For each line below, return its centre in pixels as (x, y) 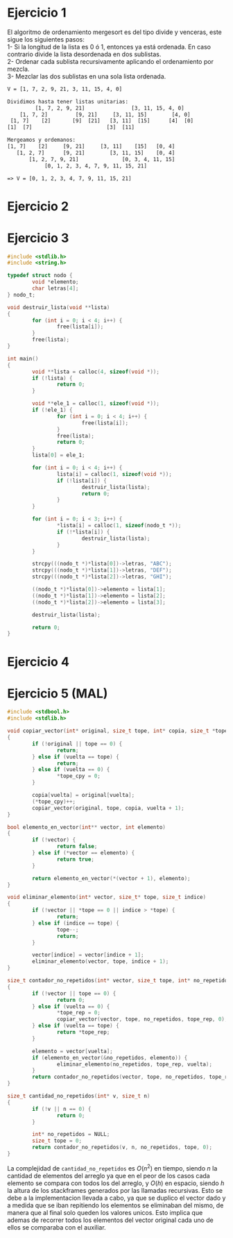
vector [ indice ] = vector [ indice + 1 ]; (88, 955)
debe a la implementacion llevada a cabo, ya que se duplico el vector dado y (116, 1198)
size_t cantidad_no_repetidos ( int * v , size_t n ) (79, 1096)
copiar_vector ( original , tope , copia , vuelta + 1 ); (109, 808)
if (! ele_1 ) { (52, 410)
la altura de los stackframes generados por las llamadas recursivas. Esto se (115, 1190)
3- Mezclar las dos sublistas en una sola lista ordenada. (87, 76)
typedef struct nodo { (40, 276)
